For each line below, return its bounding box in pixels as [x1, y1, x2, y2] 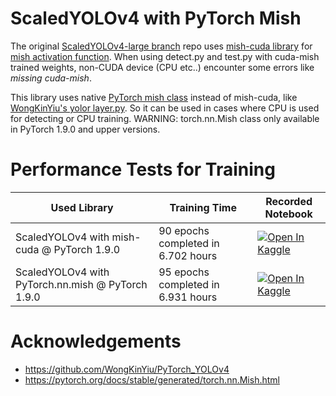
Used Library [50, 200, 114, 214]
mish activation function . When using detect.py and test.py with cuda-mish [10, 50, 320, 62]
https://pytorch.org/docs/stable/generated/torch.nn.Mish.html [24, 373, 280, 386]
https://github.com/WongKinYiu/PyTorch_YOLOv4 [24, 363, 230, 375]
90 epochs [158, 223, 210, 237]
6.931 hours [158, 290, 218, 304]
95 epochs [158, 265, 210, 279]
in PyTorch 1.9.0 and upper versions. [10, 123, 161, 135]
